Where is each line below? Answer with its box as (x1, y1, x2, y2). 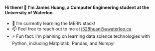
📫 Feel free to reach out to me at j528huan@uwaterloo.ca (11, 26, 132, 32)
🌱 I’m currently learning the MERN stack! (11, 21, 95, 26)
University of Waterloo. (4, 9, 54, 15)
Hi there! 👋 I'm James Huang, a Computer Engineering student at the (4, 4, 150, 10)
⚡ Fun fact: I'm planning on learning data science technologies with (11, 33, 150, 39)
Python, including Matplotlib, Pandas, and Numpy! (11, 40, 115, 47)
